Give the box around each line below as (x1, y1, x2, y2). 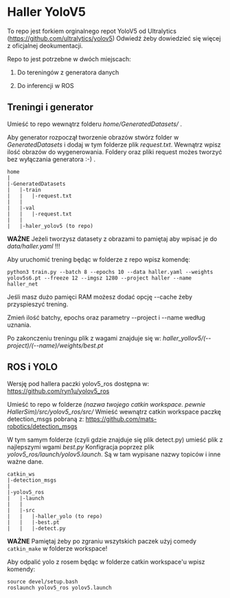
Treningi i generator (7, 101, 94, 114)
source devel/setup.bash (7, 578, 78, 585)
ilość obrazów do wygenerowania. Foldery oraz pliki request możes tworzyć (7, 147, 222, 156)
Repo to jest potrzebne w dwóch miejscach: (7, 54, 132, 63)
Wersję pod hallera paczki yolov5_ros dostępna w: (7, 379, 150, 387)
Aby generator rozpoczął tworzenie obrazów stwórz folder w (7, 133, 179, 141)
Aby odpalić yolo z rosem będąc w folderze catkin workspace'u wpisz (7, 557, 205, 566)
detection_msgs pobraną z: (7, 414, 84, 423)
